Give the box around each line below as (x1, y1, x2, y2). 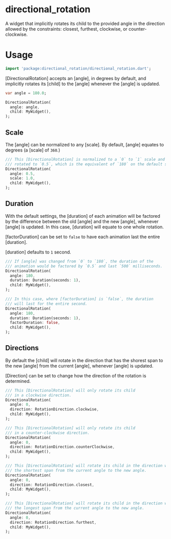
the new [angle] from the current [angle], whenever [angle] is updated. (5, 363, 154, 369)
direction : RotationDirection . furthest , (10, 520, 97, 525)
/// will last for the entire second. (5, 301, 88, 306)
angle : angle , (10, 105, 40, 110)
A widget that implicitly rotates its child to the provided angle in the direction (5, 20, 165, 27)
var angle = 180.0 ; (5, 90, 47, 95)
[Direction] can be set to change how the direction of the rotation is (5, 372, 147, 378)
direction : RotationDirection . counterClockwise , (10, 445, 115, 450)
